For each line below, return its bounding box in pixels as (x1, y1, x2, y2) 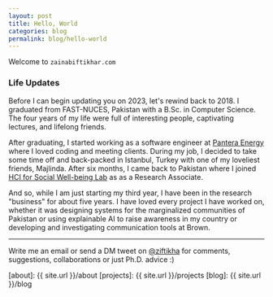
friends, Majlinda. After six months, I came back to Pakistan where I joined (8, 164, 257, 173)
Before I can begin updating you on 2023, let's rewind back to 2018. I (8, 95, 240, 106)
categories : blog (8, 27, 67, 35)
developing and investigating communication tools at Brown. (8, 222, 211, 232)
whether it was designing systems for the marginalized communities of (8, 205, 245, 215)
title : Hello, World (8, 20, 79, 28)
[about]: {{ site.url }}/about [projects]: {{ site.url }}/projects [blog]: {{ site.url (8, 270, 262, 280)
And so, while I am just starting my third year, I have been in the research (8, 188, 253, 198)
